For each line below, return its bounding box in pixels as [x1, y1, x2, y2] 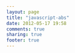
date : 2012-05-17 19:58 [6, 20, 67, 26]
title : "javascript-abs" [6, 15, 70, 21]
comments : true [6, 26, 45, 32]
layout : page [6, 9, 40, 15]
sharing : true [6, 32, 43, 38]
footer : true [6, 37, 40, 43]
